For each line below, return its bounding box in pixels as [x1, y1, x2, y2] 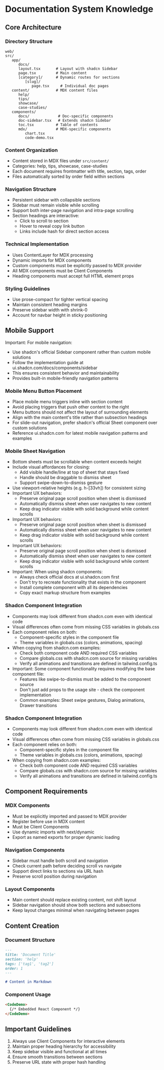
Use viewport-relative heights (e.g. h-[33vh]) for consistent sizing [12, 485, 146, 491]
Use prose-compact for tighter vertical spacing [12, 297, 108, 303]
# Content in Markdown [5, 979, 52, 984]
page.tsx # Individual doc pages [31, 83, 109, 88]
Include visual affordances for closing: [12, 464, 90, 470]
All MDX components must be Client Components [12, 268, 113, 274]
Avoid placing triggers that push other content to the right [12, 404, 130, 410]
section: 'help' [5, 957, 38, 962]
